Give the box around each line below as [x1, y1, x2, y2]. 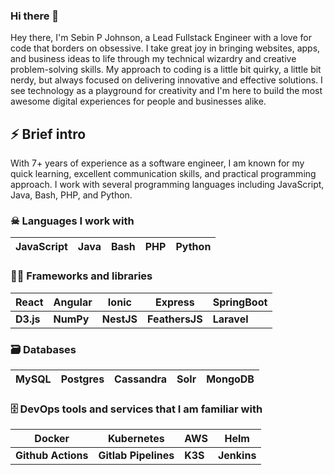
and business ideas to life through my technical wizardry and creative [10, 53, 297, 65]
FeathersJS [147, 312, 203, 326]
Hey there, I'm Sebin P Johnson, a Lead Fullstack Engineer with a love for [10, 32, 312, 44]
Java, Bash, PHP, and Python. [10, 189, 133, 201]
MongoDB [206, 372, 255, 386]
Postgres [60, 372, 105, 386]
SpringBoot [212, 295, 268, 309]
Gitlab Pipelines [98, 449, 175, 463]
